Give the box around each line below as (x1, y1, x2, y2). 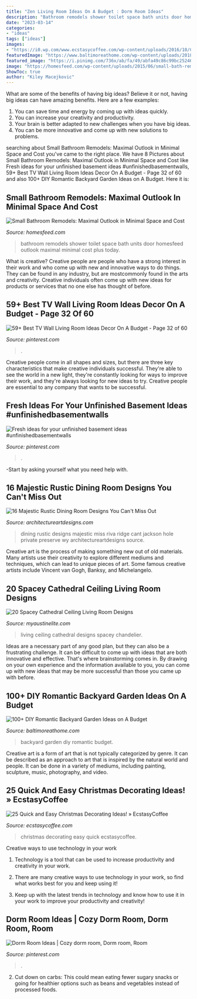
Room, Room (6, 924, 54, 934)
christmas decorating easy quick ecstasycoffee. (20, 833, 137, 840)
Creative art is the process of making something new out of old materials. (6, 548, 184, 555)
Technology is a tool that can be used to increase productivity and (14, 856, 175, 863)
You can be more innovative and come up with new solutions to (14, 127, 168, 134)
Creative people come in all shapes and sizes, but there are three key (6, 358, 174, 366)
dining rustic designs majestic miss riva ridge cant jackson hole (20, 530, 174, 538)
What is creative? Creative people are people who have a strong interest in (6, 257, 186, 264)
